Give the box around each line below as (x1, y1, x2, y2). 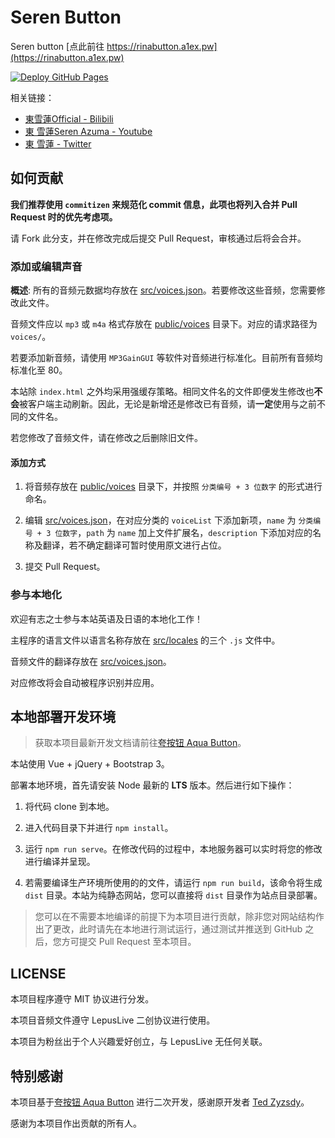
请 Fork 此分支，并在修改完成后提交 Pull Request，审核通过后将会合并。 (10, 232, 307, 244)
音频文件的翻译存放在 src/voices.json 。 (10, 655, 172, 667)
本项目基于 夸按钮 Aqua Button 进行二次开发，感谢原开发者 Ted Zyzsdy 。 (10, 1096, 310, 1108)
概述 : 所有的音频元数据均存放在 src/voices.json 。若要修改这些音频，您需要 (10, 284, 317, 296)
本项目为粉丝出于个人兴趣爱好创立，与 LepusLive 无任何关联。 (10, 1036, 268, 1048)
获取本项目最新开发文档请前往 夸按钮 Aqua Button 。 (34, 737, 247, 749)
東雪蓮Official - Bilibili (24, 112, 114, 125)
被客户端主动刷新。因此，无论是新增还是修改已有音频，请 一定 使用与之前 (19, 398, 317, 410)
